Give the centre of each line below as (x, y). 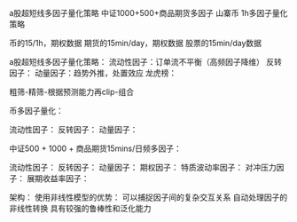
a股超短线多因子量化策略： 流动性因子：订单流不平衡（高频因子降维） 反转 (145, 62)
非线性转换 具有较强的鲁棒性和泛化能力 (80, 208)
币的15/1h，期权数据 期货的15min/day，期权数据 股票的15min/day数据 (136, 43)
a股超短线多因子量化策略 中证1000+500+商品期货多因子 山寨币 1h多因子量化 (148, 13)
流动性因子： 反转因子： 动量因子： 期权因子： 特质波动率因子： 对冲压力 (143, 167)
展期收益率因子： (58, 178)
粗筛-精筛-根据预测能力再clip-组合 (72, 92)
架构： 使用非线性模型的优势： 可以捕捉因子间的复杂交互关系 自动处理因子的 (148, 197)
